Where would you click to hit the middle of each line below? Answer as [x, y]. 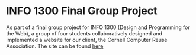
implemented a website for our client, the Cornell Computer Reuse [87, 40]
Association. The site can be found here [55, 46]
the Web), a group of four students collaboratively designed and [84, 33]
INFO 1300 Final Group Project [82, 11]
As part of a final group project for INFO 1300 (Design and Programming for [98, 27]
